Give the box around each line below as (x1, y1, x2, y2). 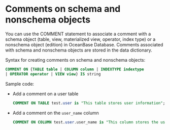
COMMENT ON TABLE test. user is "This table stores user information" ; (12, 100, 165, 106)
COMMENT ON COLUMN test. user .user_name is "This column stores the (12, 119, 159, 125)
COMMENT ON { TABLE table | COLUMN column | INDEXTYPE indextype (5, 67, 144, 72)
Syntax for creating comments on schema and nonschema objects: (5, 57, 146, 63)
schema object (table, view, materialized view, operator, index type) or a (5, 36, 156, 42)
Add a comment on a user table (12, 90, 79, 97)
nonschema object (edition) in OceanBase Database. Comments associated (5, 41, 163, 47)
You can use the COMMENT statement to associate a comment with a (5, 31, 151, 37)
